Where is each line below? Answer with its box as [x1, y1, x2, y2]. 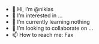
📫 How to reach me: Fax [11, 32, 74, 38]
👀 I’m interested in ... [11, 12, 63, 19]
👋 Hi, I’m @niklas [11, 6, 54, 12]
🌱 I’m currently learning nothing [11, 18, 90, 25]
